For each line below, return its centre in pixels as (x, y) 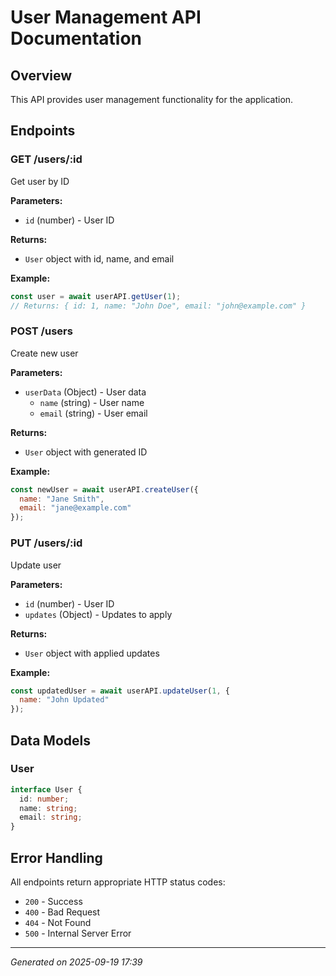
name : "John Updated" (64, 700)
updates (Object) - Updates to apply (98, 614)
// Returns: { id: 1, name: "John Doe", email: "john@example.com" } (158, 306)
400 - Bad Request (62, 912)
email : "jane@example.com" (75, 508)
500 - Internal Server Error (78, 933)
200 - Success (53, 902)
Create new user (44, 353)
